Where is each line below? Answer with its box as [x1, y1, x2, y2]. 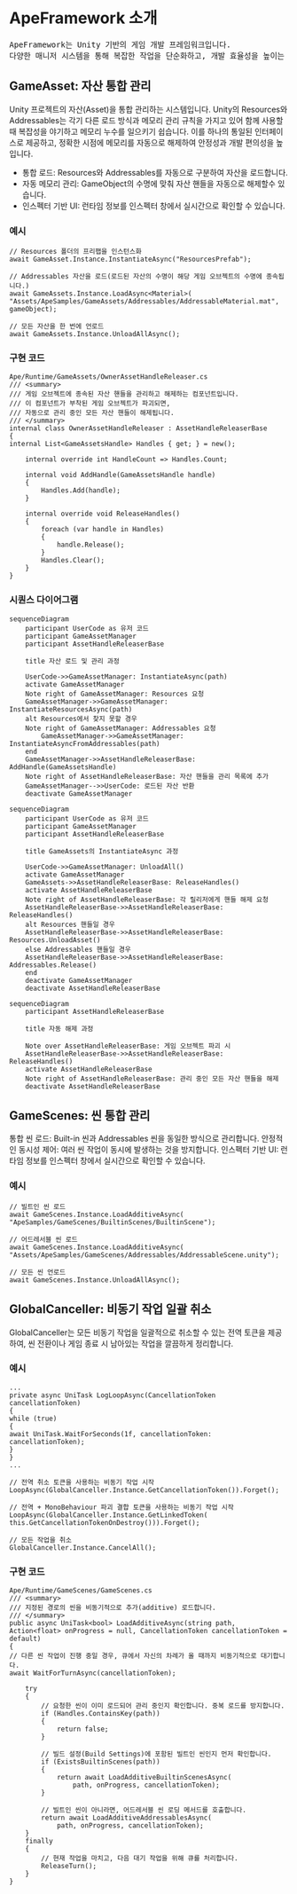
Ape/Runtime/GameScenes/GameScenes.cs [9, 1586, 152, 1595]
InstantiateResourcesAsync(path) [9, 704, 133, 714]
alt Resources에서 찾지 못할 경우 [25, 714, 137, 723]
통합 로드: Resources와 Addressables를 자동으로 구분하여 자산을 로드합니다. [21, 167, 288, 177]
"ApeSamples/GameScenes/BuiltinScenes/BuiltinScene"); [9, 1217, 216, 1227]
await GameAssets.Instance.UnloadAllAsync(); [9, 330, 180, 339]
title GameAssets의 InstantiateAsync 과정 [25, 846, 179, 856]
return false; [56, 1725, 109, 1734]
